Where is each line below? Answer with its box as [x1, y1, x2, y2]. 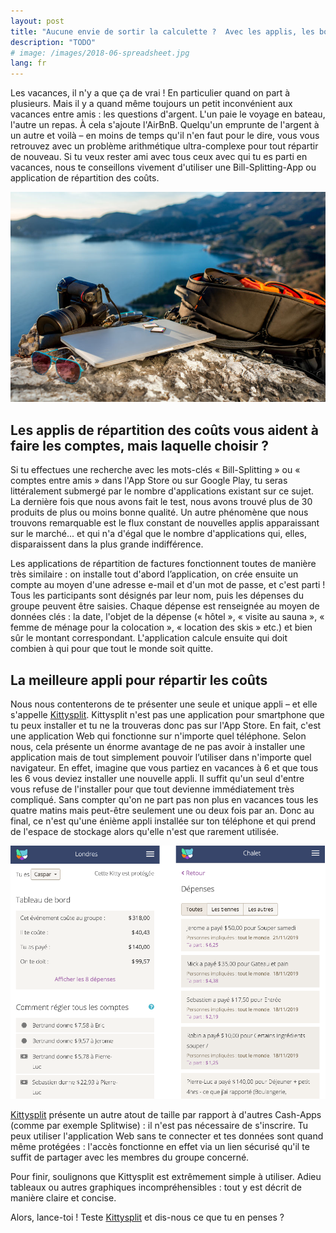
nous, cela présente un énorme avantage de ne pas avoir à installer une [10, 740, 306, 752]
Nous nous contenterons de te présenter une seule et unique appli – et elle [10, 698, 318, 710]
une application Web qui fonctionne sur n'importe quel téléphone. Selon [10, 730, 307, 742]
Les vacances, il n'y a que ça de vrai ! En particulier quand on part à [10, 87, 291, 99]
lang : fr [10, 58, 47, 69]
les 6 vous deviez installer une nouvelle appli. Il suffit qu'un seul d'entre [10, 772, 305, 784]
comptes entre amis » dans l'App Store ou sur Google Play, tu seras [10, 475, 288, 487]
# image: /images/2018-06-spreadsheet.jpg [10, 48, 190, 58]
